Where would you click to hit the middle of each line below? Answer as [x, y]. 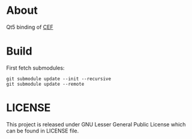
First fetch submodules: [35, 68]
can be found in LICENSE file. [43, 131]
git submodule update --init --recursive [59, 78]
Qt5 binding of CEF [30, 27]
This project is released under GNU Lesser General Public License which [96, 124]
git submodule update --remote [45, 84]
